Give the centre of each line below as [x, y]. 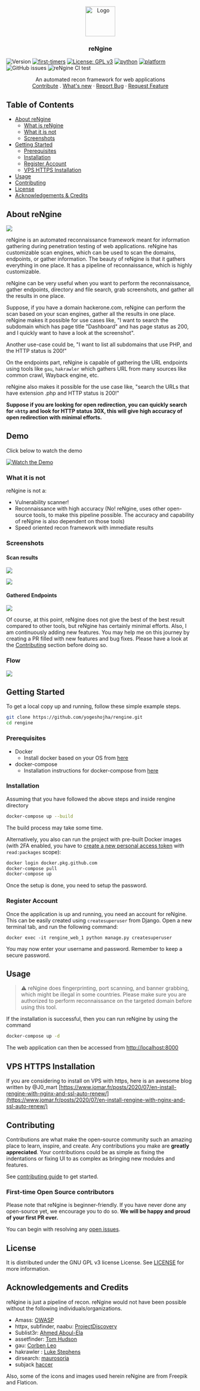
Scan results [22, 557]
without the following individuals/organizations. [64, 1308]
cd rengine [20, 723]
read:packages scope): [34, 852]
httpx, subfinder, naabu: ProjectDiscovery [66, 1326]
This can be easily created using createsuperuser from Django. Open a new [99, 920]
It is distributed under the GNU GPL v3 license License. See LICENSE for [95, 1262]
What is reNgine [44, 126]
